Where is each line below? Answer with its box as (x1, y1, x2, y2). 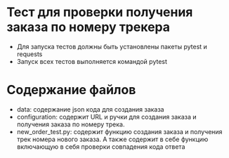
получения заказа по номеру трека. (16, 120, 125, 129)
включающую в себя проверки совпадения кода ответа (16, 142, 185, 151)
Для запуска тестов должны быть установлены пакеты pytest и (16, 42, 208, 51)
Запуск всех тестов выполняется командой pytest (16, 57, 168, 65)
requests (16, 50, 43, 58)
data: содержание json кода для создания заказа (16, 105, 164, 113)
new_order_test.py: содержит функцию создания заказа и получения (16, 127, 223, 136)
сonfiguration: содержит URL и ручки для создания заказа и (16, 112, 197, 121)
